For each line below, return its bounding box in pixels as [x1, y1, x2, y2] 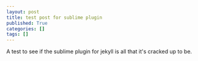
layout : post [6, 8, 40, 15]
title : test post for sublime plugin [6, 14, 103, 21]
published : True [6, 20, 48, 26]
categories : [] [6, 25, 45, 32]
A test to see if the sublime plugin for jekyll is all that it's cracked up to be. [6, 48, 193, 55]
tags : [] [6, 31, 29, 37]
